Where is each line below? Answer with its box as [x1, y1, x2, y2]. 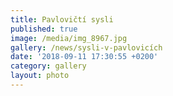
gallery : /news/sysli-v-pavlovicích [10, 42, 163, 53]
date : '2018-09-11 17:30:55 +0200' [10, 52, 159, 62]
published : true [10, 24, 78, 34]
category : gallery [10, 61, 87, 71]
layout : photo [10, 71, 70, 81]
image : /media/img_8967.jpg [10, 33, 128, 43]
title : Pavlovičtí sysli [10, 14, 114, 25]
